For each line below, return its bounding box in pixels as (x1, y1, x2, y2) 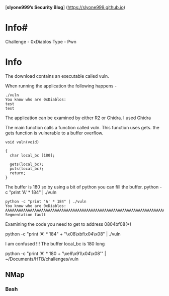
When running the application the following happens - (5, 83, 117, 89)
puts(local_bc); (10, 166, 44, 171)
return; (10, 170, 26, 176)
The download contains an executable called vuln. (5, 73, 109, 79)
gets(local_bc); (10, 162, 44, 167)
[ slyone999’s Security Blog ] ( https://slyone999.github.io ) (5, 5, 126, 10)
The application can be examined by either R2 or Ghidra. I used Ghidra (5, 115, 151, 121)
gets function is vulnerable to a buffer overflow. (5, 130, 104, 136)
